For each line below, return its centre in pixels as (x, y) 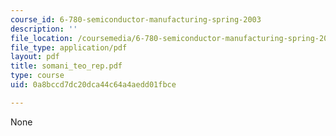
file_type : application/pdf (69, 47)
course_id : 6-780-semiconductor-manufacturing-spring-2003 (136, 19)
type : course (37, 76)
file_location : (42, 38)
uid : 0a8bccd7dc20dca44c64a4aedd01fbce (93, 85)
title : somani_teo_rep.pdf (66, 66)
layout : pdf (35, 57)
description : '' (44, 29)
